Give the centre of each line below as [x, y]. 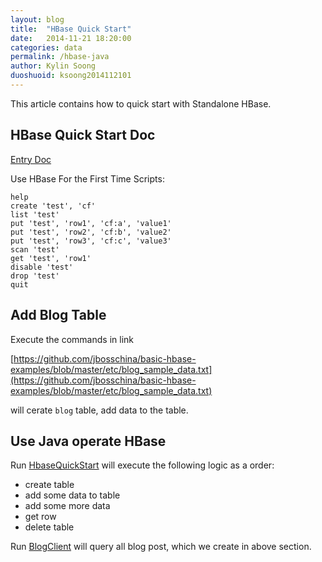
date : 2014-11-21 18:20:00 [71, 38]
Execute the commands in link [72, 339]
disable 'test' [42, 267]
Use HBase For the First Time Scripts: [87, 178]
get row [40, 517]
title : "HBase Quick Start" [71, 29]
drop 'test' [35, 276]
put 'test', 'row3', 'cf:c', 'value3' [91, 241]
